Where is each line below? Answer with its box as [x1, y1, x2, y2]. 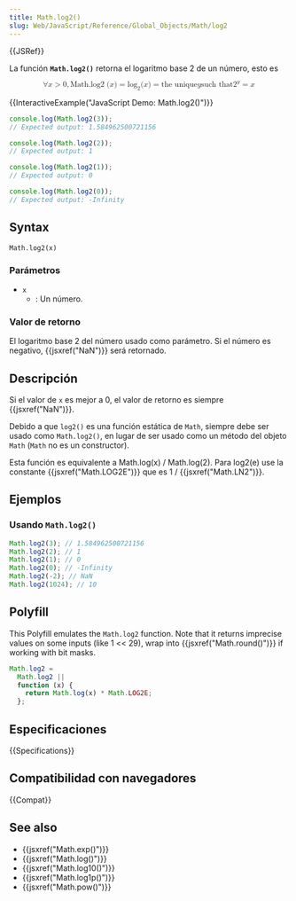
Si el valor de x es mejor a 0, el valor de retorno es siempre [9, 395, 224, 405]
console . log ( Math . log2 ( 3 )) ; [9, 114, 113, 123]
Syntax [9, 220, 50, 235]
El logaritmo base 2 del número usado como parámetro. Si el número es [9, 336, 272, 347]
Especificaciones [9, 722, 107, 737]
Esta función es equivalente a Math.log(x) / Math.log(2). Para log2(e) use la [9, 458, 284, 468]
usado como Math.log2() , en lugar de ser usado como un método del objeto [9, 431, 287, 442]
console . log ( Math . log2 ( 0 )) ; [9, 187, 113, 196]
